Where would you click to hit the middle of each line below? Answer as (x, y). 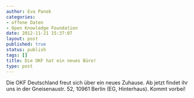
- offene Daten (25, 22)
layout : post (22, 39)
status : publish (26, 50)
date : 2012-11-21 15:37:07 (39, 33)
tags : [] (17, 55)
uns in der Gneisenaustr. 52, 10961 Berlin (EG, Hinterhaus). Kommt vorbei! (96, 89)
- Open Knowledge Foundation (42, 28)
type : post (20, 66)
